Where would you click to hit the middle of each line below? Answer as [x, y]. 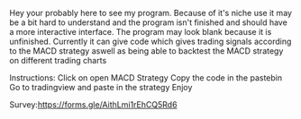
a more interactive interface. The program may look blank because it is [141, 32]
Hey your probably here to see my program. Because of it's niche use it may [151, 13]
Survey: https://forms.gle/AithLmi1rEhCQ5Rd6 [93, 105]
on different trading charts [58, 60]
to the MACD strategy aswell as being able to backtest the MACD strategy [146, 51]
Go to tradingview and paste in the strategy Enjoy [101, 87]
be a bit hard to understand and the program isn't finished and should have [149, 22]
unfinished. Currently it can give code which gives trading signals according [150, 41]
